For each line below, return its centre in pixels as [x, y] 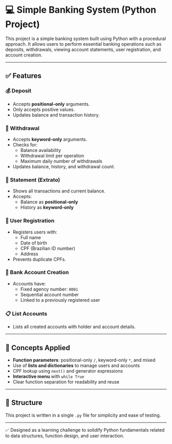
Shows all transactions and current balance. [59, 191]
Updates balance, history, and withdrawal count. [64, 166]
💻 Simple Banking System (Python [81, 10]
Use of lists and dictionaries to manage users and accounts [76, 365]
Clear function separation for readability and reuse [66, 382]
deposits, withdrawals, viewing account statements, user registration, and [83, 49]
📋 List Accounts [26, 314]
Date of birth [34, 243]
